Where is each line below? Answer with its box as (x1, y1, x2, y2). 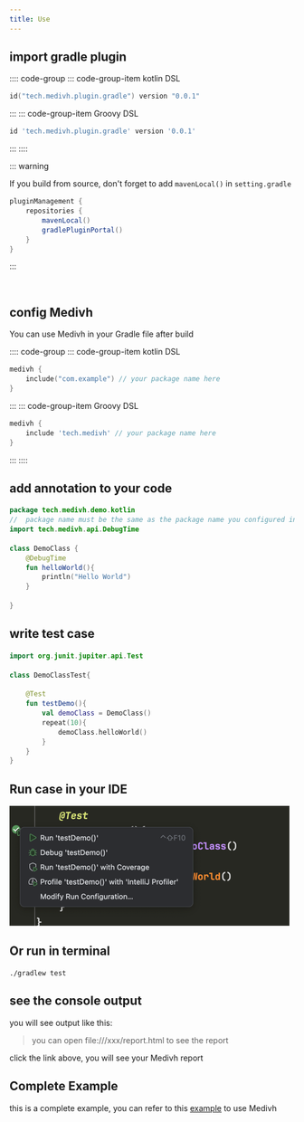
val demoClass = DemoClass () (42, 708, 152, 718)
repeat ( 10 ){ (42, 718, 88, 727)
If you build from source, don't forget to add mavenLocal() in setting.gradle (9, 178, 292, 189)
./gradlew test (9, 968, 67, 977)
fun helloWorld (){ (25, 563, 95, 572)
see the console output (9, 994, 142, 1009)
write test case (9, 626, 95, 642)
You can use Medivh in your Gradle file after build (9, 328, 195, 339)
